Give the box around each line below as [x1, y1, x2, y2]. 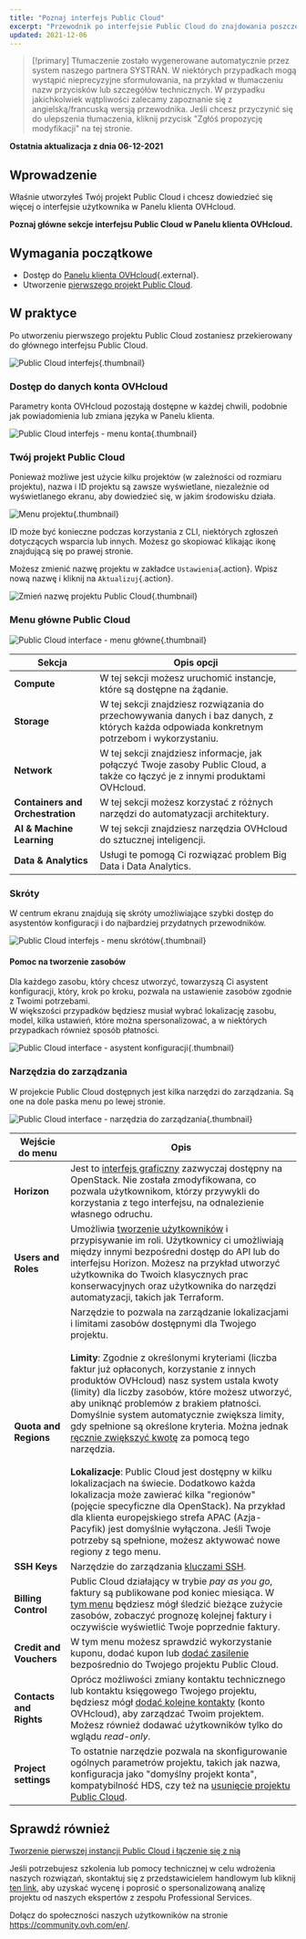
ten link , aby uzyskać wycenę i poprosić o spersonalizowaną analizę [9, 1882, 266, 1893]
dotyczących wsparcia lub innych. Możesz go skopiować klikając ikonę [9, 536, 276, 547]
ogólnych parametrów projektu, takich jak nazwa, [69, 1756, 280, 1768]
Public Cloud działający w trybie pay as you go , [69, 1575, 273, 1588]
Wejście [19, 1135, 56, 1148]
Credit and [14, 1641, 61, 1653]
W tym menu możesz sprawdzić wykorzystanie [69, 1635, 272, 1648]
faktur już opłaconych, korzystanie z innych [69, 1362, 257, 1375]
